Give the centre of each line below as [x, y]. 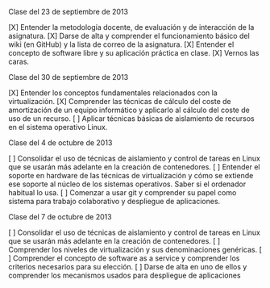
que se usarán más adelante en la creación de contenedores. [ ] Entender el [134, 167]
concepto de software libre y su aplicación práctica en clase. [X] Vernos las [134, 53]
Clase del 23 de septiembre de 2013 [69, 12]
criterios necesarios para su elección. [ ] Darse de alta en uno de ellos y [128, 267]
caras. [19, 61]
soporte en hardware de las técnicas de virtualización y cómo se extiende [131, 175]
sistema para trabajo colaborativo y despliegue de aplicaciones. [114, 201]
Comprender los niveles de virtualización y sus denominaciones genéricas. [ [135, 250]
